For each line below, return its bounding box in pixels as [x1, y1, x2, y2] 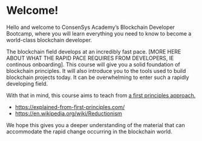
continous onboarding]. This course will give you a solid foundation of [6, 61, 180, 68]
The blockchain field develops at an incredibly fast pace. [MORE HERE [6, 48, 181, 55]
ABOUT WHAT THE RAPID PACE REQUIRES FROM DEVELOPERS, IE [6, 54, 174, 61]
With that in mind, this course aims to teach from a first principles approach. [6, 92, 196, 99]
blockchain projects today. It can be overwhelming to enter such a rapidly [6, 74, 189, 81]
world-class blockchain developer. [6, 36, 93, 43]
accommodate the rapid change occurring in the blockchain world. [6, 128, 172, 135]
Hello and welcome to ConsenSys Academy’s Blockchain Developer [6, 23, 175, 31]
